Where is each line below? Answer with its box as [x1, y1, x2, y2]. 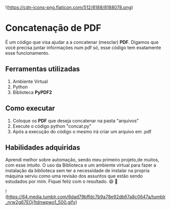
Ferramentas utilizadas [5, 65, 80, 74]
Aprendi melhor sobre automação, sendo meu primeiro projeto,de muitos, [5, 157, 159, 163]
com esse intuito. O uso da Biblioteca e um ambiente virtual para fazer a [5, 162, 156, 168]
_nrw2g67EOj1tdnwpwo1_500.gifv [5, 199, 76, 205]
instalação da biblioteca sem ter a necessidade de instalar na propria [5, 168, 150, 174]
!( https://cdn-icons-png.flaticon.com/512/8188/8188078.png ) [5, 5, 133, 10]
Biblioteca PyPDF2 [12, 89, 52, 95]
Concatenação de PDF [5, 22, 102, 34]
